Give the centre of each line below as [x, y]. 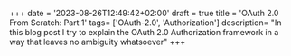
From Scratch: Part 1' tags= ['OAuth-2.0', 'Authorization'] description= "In [145, 23]
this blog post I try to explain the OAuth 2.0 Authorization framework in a [144, 32]
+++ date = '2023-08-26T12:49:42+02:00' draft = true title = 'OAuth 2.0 [144, 13]
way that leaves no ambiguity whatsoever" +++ [98, 42]
